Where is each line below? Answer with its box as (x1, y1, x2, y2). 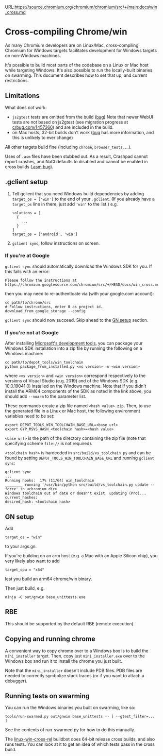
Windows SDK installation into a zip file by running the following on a (5, 345, 142, 351)
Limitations (5, 92, 40, 100)
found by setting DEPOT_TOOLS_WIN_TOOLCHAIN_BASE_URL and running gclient (5, 455, 154, 461)
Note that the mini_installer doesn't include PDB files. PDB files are (5, 668, 142, 673)
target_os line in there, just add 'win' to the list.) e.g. (12, 201, 118, 207)
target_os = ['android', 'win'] (12, 232, 78, 237)
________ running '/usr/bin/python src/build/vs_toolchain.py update (5, 482, 149, 487)
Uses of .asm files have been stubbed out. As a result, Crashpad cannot (5, 153, 148, 159)
